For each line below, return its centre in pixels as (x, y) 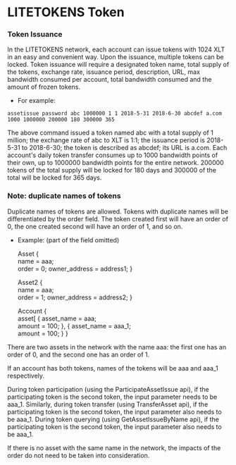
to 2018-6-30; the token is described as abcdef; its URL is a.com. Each (124, 148)
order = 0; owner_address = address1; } (75, 268)
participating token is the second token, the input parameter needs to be (112, 397)
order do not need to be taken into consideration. (79, 455)
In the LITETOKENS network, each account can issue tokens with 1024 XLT (116, 49)
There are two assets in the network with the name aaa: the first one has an (117, 347)
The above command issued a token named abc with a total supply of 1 (110, 133)
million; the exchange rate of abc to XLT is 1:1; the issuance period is (106, 140)
